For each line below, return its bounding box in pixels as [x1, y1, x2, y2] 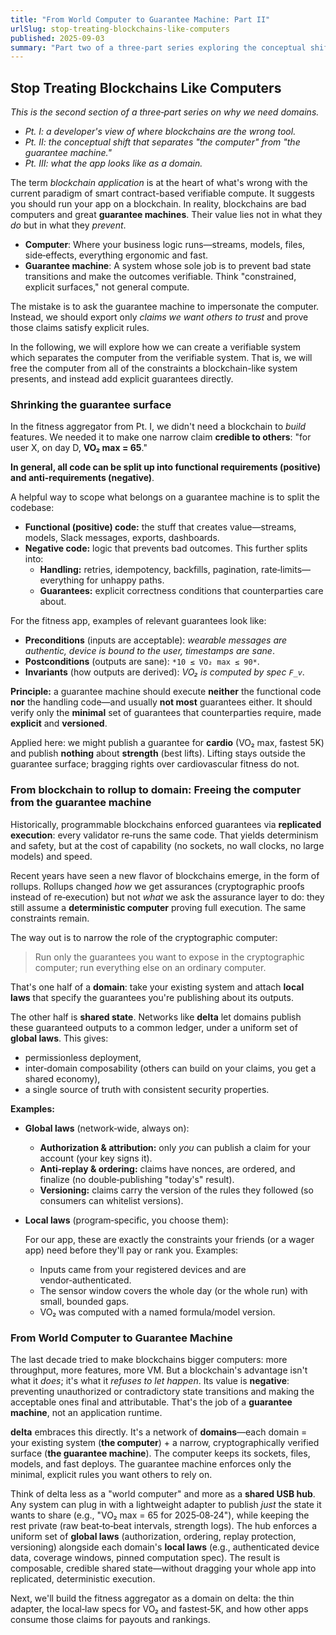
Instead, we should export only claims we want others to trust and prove [10, 311, 309, 323]
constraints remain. [10, 912, 90, 924]
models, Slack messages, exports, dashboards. [24, 532, 220, 544]
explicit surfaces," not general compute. [24, 281, 190, 293]
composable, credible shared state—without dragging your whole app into [10, 1562, 317, 1574]
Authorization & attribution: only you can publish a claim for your [39, 1141, 312, 1153]
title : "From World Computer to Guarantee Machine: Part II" [10, 14, 271, 25]
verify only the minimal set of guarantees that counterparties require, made [10, 707, 322, 719]
